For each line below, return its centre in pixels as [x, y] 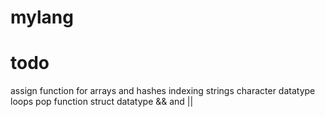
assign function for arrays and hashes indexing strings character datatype [163, 91]
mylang [42, 17]
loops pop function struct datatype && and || [102, 102]
